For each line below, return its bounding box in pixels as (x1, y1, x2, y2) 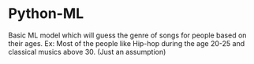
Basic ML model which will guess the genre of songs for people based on (8, 30, 247, 40)
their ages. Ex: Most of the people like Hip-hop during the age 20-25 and (8, 38, 245, 48)
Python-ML (8, 5, 84, 23)
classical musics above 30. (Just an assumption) (8, 47, 166, 56)
